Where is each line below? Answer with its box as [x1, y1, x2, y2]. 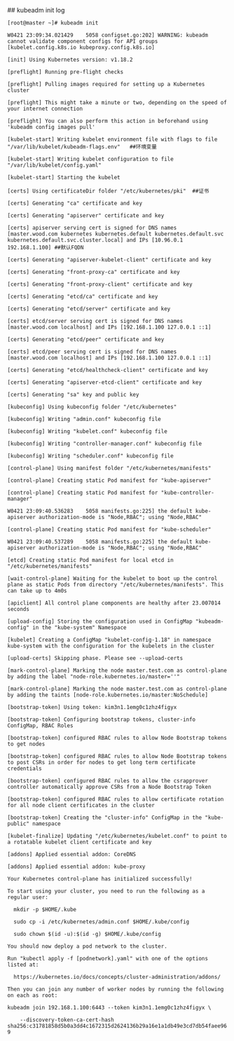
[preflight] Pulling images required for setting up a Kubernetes [7, 81, 205, 88]
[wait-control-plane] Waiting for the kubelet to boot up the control [7, 575, 218, 582]
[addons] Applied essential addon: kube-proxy [7, 863, 146, 870]
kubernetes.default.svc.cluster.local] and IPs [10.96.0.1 [7, 237, 184, 244]
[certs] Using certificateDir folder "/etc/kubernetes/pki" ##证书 [7, 188, 209, 195]
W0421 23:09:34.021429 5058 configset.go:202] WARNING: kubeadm [7, 32, 209, 39]
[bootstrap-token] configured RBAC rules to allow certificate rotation [7, 796, 224, 803]
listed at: [7, 961, 39, 968]
